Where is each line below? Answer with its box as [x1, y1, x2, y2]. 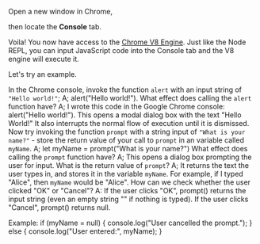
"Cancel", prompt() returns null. [8, 203, 111, 212]
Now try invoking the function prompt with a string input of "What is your [8, 127, 246, 136]
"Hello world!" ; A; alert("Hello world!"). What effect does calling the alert [8, 93, 252, 102]
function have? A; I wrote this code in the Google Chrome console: [8, 102, 225, 111]
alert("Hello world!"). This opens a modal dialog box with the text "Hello [8, 110, 242, 120]
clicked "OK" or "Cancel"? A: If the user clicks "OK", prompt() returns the [8, 186, 247, 195]
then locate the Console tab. [8, 22, 101, 31]
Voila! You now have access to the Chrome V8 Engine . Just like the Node [8, 37, 247, 47]
